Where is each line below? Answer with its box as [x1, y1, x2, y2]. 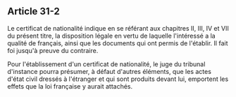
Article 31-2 [7, 6, 60, 17]
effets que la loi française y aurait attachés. [7, 82, 133, 90]
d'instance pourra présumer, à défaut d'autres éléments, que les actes [7, 67, 211, 75]
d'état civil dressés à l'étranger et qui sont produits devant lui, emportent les [7, 75, 229, 83]
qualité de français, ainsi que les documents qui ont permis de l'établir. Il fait [7, 38, 228, 47]
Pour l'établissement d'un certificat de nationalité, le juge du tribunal [7, 59, 206, 68]
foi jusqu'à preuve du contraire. [7, 46, 99, 54]
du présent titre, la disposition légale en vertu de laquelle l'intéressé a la [7, 31, 216, 40]
